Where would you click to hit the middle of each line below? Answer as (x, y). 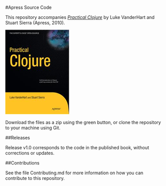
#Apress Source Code (29, 7)
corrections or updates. (30, 153)
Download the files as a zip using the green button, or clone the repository (83, 122)
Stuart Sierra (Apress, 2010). (35, 23)
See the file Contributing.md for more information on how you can (74, 173)
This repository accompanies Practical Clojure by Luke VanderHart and (80, 17)
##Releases (18, 138)
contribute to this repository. (35, 178)
